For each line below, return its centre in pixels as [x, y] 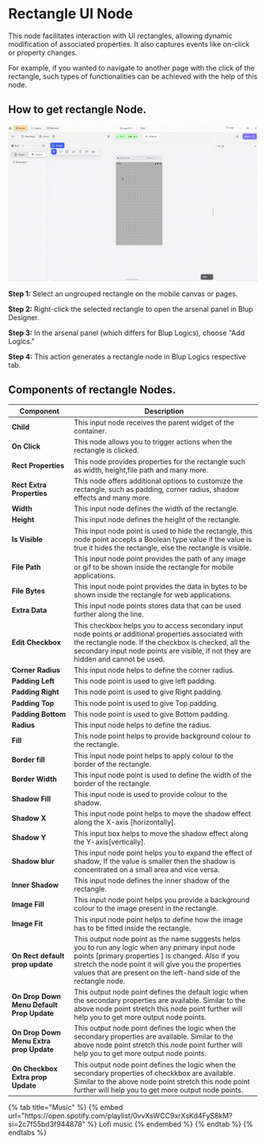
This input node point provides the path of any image [160, 559]
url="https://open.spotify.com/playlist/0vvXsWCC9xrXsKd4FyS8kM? [120, 1116]
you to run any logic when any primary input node [155, 947]
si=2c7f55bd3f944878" [47, 1124]
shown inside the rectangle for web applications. [153, 595]
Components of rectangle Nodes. [92, 389]
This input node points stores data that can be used [158, 606]
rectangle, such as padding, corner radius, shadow [156, 489]
